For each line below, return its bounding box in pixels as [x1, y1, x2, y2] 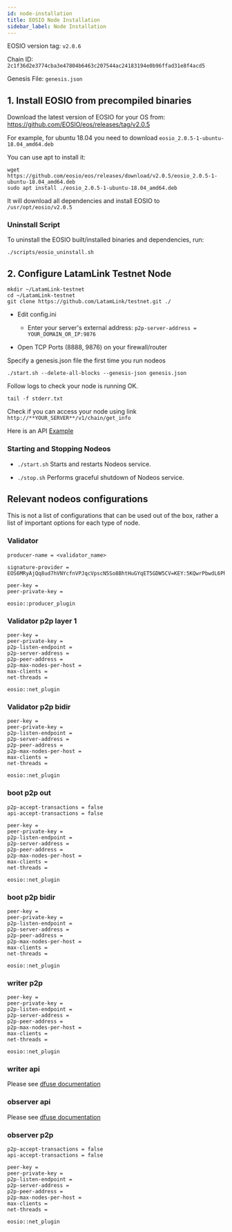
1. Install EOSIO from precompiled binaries [7, 95, 192, 106]
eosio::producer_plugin [7, 600, 76, 607]
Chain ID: [7, 55, 33, 64]
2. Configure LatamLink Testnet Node [7, 267, 172, 280]
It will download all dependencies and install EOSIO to [7, 197, 160, 205]
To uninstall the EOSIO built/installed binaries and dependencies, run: [7, 235, 204, 244]
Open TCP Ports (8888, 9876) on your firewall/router [17, 343, 168, 352]
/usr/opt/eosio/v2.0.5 [7, 204, 72, 211]
